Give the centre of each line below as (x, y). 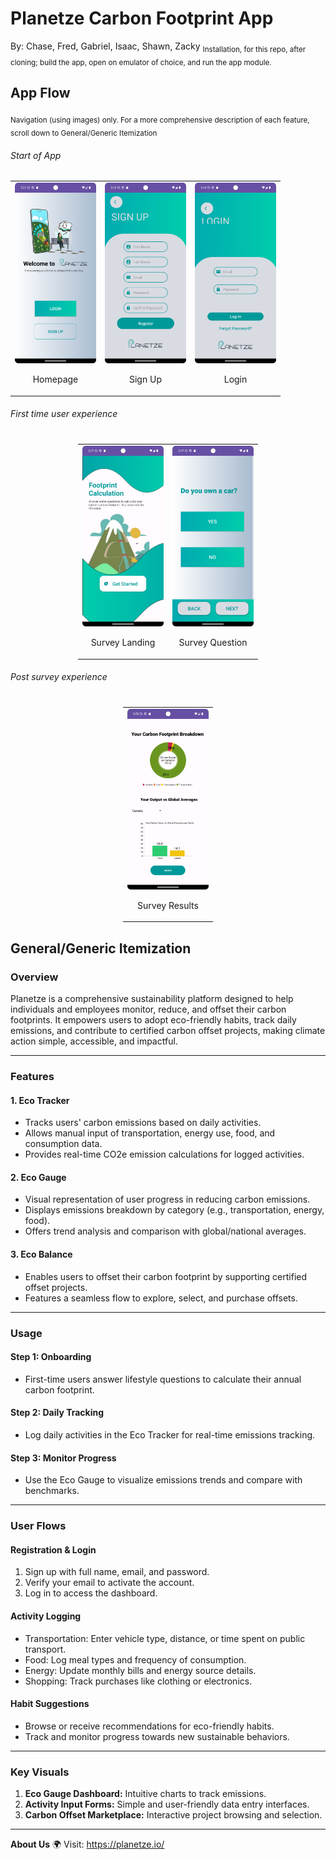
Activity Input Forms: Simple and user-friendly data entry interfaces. (167, 1804)
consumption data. (63, 1144)
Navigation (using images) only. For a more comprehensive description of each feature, (160, 120)
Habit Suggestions (50, 1704)
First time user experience (64, 414)
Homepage (55, 379)
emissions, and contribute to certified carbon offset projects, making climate (168, 1031)
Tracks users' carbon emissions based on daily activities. (143, 1123)
